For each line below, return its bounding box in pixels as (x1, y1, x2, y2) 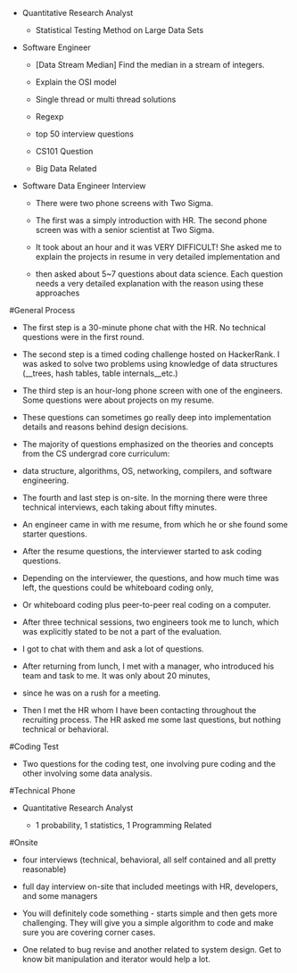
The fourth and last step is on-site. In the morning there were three (21, 493, 268, 503)
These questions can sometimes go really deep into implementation (21, 412, 272, 422)
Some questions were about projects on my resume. (21, 395, 215, 405)
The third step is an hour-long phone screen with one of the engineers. (21, 386, 284, 395)
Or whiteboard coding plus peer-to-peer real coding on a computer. (21, 600, 271, 610)
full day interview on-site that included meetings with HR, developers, (21, 881, 278, 892)
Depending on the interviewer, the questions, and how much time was (21, 573, 279, 583)
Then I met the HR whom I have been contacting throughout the (21, 705, 257, 715)
